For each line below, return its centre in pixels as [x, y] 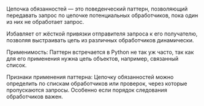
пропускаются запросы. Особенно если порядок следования [87, 90]
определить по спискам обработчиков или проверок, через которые [97, 83]
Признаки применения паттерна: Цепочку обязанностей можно [90, 77]
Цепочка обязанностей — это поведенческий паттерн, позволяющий [97, 9]
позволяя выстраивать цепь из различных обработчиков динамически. [100, 40]
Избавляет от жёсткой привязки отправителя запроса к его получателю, [102, 34]
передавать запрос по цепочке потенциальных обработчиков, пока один [102, 15]
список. [17, 65]
